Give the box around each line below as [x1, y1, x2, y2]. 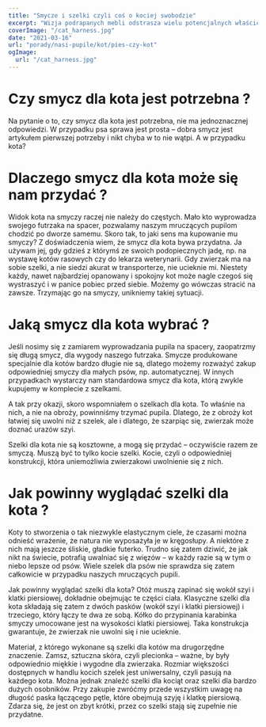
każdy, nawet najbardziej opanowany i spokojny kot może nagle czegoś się [8, 271, 253, 280]
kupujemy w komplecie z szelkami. [8, 383, 122, 393]
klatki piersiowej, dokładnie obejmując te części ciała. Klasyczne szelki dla [8, 593, 251, 603]
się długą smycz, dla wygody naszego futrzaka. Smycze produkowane [8, 350, 238, 360]
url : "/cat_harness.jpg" [15, 56, 97, 64]
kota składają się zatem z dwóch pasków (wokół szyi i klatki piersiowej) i [8, 601, 244, 611]
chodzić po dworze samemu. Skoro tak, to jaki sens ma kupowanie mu [8, 229, 238, 238]
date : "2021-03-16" [8, 33, 73, 42]
